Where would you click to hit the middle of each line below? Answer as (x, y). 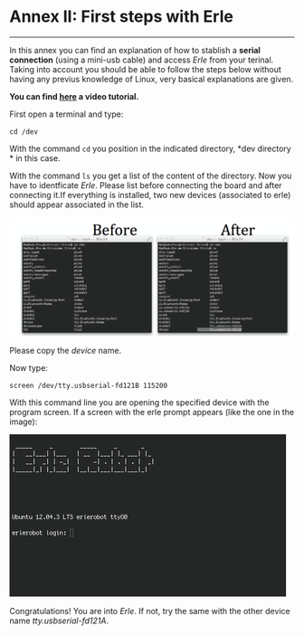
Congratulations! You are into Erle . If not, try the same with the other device (150, 611)
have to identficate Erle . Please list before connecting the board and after (146, 185)
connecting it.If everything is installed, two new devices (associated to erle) (150, 194)
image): (24, 422)
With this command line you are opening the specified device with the (139, 403)
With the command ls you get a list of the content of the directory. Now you (151, 175)
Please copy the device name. (66, 351)
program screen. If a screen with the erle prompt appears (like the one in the (152, 412)
